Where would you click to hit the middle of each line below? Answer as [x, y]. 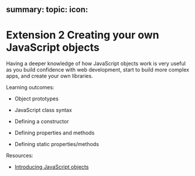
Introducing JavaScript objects [52, 167]
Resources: [20, 155]
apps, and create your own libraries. [49, 76]
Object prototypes [36, 99]
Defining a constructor [42, 121]
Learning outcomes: [30, 87]
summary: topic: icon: [47, 10]
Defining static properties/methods [57, 144]
